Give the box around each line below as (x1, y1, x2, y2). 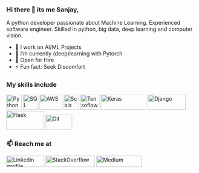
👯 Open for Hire (15, 57, 54, 64)
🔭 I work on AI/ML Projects (15, 43, 82, 51)
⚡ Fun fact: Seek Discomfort (15, 63, 86, 71)
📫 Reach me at (6, 139, 52, 148)
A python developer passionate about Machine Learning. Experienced (6, 19, 181, 27)
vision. (6, 32, 23, 39)
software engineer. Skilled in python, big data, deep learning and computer (6, 25, 193, 33)
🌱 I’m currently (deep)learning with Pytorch (15, 50, 123, 57)
